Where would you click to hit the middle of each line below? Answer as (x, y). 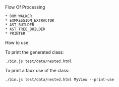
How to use (17, 43)
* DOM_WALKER (19, 16)
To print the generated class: (34, 52)
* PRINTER (15, 34)
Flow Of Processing (25, 7)
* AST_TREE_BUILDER (25, 29)
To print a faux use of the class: (37, 70)
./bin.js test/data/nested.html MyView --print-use (59, 80)
